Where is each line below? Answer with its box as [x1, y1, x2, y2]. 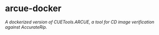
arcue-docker [5, 3, 62, 14]
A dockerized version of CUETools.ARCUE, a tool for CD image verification [5, 19, 155, 25]
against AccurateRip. [5, 24, 48, 30]
